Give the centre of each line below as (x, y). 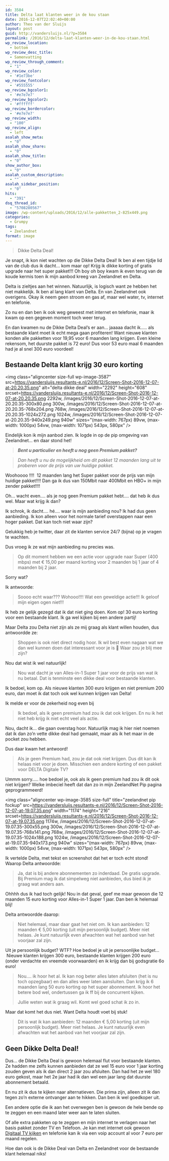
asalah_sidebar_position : (32, 184)
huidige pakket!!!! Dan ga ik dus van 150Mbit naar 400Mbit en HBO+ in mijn (83, 481)
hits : (11, 193)
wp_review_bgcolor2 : (27, 99)
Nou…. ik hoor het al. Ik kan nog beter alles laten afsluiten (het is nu (88, 976)
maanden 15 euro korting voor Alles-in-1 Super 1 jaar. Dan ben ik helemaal (82, 899)
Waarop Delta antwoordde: (33, 864)
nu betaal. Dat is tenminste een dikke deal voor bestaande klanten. (87, 678)
